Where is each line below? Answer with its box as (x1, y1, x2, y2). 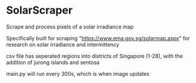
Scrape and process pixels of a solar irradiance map (6, 23, 134, 30)
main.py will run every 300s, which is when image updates (6, 70, 150, 77)
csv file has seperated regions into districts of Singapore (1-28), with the (6, 52, 183, 59)
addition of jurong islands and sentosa (6, 59, 100, 66)
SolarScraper (6, 4, 73, 17)
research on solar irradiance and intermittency (6, 41, 120, 48)
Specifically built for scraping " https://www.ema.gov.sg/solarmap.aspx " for (6, 34, 190, 41)
